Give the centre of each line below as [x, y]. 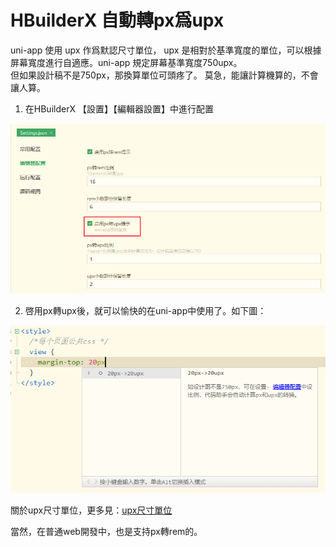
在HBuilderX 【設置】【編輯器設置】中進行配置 [119, 108]
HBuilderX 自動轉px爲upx [117, 20]
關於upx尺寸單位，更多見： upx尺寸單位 [91, 510]
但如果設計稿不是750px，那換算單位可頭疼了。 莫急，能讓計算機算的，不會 [164, 75]
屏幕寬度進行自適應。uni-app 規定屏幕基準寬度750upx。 [126, 62]
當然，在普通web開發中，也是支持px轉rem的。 [106, 532]
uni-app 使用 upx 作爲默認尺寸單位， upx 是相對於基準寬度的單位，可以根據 [166, 50]
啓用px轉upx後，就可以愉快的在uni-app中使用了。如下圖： [145, 311]
